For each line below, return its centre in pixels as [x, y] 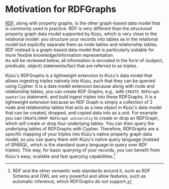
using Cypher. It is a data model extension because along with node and [80, 86]
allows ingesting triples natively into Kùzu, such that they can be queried [80, 81]
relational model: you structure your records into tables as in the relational [82, 39]
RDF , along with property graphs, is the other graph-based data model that [83, 23]
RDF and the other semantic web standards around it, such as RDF [81, 170]
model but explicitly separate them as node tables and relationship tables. [82, 44]
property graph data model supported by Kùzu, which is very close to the [81, 34]
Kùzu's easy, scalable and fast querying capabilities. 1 [60, 155]
